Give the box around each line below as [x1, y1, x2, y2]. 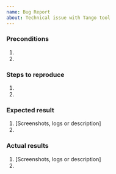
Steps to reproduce [6, 70, 65, 79]
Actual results [6, 142, 49, 150]
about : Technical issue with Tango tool [6, 15, 111, 21]
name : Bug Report [6, 9, 51, 15]
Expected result [6, 106, 54, 115]
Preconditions [6, 35, 49, 43]
